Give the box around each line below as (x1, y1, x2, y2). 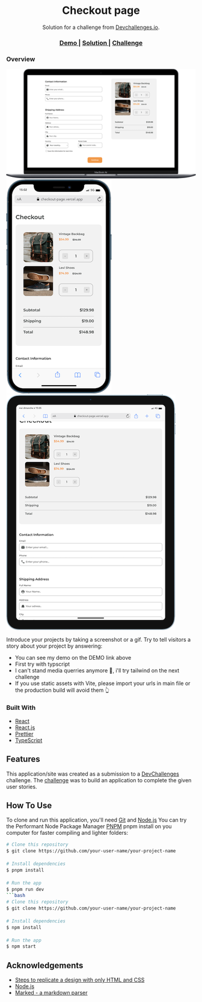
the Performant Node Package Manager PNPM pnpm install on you (6, 823, 173, 830)
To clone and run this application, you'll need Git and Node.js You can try (6, 816, 187, 824)
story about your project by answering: (6, 642, 103, 649)
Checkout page (62, 4, 140, 18)
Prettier (14, 730, 34, 737)
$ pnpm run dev (6, 886, 44, 892)
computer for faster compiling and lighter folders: (6, 829, 129, 837)
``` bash (6, 893, 26, 899)
